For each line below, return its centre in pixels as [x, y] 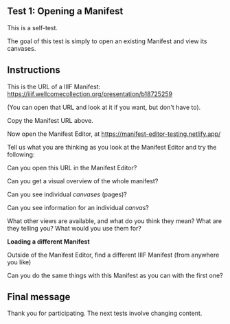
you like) [19, 262]
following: [21, 154]
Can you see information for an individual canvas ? [78, 207]
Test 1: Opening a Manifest [65, 11]
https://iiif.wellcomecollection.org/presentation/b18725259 [90, 94]
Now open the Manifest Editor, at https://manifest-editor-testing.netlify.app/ [114, 134]
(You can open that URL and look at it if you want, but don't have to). [104, 107]
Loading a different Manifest [49, 241]
